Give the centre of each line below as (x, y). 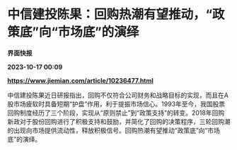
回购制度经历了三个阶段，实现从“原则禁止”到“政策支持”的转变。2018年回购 (116, 113)
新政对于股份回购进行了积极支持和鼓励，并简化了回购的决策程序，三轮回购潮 (119, 121)
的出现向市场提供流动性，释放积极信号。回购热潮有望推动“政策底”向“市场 (114, 130)
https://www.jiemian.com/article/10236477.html (81, 80)
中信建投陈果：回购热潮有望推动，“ (110, 14)
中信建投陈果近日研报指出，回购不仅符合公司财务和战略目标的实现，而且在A (118, 95)
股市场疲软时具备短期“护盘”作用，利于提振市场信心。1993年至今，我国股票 (116, 104)
